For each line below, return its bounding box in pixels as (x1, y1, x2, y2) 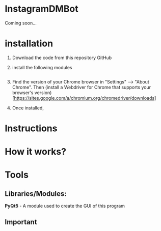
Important (5, 217, 37, 226)
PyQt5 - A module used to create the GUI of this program (5, 203, 125, 209)
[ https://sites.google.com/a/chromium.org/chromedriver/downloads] (12, 95, 156, 101)
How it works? (5, 146, 67, 158)
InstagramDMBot (5, 3, 78, 15)
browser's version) (12, 90, 52, 96)
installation (5, 38, 53, 49)
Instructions (5, 123, 58, 134)
